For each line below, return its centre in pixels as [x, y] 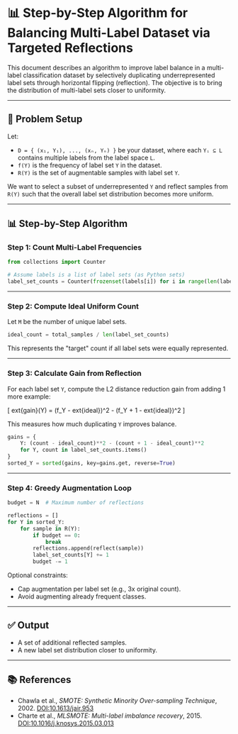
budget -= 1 [51, 562]
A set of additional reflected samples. [72, 643]
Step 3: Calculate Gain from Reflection [74, 374]
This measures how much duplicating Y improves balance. [92, 424]
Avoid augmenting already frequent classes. [82, 596]
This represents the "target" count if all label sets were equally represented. [118, 348]
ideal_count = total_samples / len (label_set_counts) [89, 335]
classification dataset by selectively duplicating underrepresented [119, 75]
